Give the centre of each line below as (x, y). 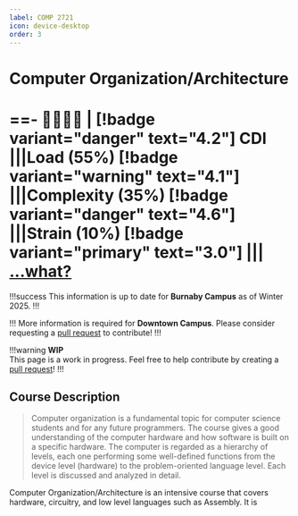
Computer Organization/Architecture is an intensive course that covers (139, 493)
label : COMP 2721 (41, 17)
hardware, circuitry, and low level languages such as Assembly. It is (133, 503)
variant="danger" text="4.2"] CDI (138, 138)
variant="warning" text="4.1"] (124, 176)
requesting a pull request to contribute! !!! (86, 333)
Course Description (65, 397)
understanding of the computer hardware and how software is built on (160, 437)
